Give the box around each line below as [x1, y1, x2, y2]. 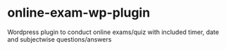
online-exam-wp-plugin [7, 5, 151, 21]
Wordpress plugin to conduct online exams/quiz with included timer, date [7, 28, 220, 36]
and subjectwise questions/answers [7, 35, 112, 43]
